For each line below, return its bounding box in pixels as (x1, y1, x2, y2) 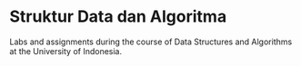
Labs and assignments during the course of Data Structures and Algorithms (9, 36, 293, 47)
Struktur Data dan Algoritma (9, 6, 227, 27)
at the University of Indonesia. (9, 45, 123, 56)
